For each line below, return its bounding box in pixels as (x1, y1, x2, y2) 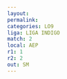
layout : (7, 10, 30, 17)
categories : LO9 (7, 23, 54, 30)
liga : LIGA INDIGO (7, 29, 60, 36)
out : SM (7, 61, 30, 68)
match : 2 (7, 36, 32, 43)
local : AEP (7, 42, 39, 49)
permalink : (7, 16, 39, 23)
